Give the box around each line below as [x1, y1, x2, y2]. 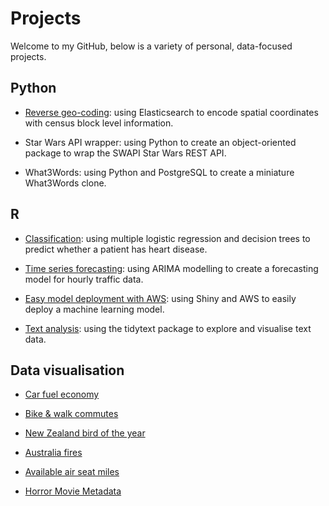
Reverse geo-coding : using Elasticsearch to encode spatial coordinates [24, 106, 319, 118]
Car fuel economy [24, 388, 100, 401]
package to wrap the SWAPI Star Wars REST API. [24, 147, 227, 159]
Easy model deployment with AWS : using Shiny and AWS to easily [24, 292, 297, 304]
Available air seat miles [24, 466, 120, 478]
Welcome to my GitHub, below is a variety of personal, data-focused [10, 40, 293, 52]
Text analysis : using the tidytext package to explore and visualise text [24, 322, 312, 334]
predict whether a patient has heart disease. [24, 243, 208, 255]
